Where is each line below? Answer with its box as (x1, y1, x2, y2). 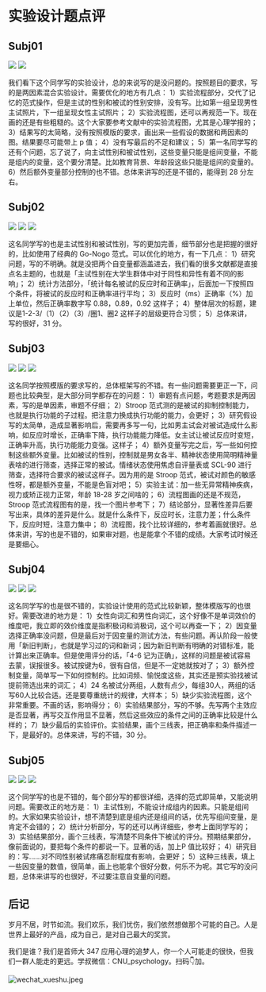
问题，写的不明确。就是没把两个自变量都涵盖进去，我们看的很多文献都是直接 (8, 259, 258, 268)
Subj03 (8, 342, 45, 356)
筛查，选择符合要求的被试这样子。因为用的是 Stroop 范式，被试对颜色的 (8, 469, 242, 479)
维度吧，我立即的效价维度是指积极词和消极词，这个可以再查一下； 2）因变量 (8, 621, 257, 631)
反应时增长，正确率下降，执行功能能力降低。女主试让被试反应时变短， (28, 430, 258, 439)
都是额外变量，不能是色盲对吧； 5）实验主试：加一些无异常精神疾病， (28, 480, 257, 489)
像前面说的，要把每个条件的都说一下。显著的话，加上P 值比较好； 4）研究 (8, 842, 250, 851)
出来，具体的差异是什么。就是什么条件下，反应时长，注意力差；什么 (14, 509, 237, 519)
